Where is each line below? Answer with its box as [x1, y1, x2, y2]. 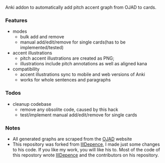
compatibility [12, 66, 40, 72]
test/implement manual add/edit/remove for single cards [20, 111, 137, 118]
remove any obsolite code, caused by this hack [20, 106, 119, 112]
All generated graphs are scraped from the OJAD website [12, 136, 132, 142]
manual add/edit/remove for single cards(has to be [20, 39, 126, 45]
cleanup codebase [12, 101, 51, 107]
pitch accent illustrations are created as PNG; [20, 55, 115, 61]
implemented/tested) [20, 45, 64, 51]
